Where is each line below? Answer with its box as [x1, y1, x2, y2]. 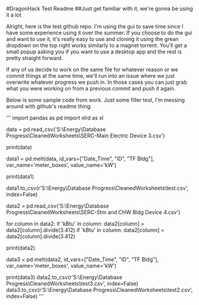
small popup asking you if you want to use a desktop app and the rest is [6, 48, 182, 55]
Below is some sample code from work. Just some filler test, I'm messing [6, 96, 185, 103]
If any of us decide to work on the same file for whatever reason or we [6, 66, 178, 73]
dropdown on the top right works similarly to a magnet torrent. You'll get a [6, 42, 187, 49]
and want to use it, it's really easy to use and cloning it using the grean [6, 36, 179, 42]
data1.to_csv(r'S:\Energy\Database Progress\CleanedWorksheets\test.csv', [6, 184, 189, 191]
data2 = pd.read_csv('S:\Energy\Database [6, 202, 109, 209]
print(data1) [6, 173, 34, 180]
